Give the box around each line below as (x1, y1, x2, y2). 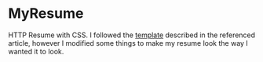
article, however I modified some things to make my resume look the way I (8, 38, 249, 47)
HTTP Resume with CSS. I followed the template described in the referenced (8, 30, 256, 40)
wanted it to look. (8, 46, 64, 56)
